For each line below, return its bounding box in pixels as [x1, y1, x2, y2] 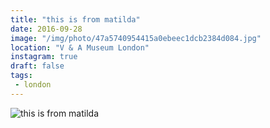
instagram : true [10, 52, 78, 62]
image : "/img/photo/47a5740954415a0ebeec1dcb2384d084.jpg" [10, 33, 262, 43]
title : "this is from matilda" [10, 14, 141, 25]
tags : [10, 71, 33, 81]
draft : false [10, 61, 65, 71]
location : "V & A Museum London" [10, 42, 150, 53]
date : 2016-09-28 [10, 24, 83, 34]
